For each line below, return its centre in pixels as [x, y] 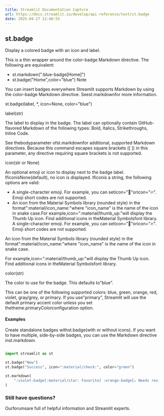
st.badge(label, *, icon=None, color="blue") [49, 104]
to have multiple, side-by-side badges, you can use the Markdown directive [81, 335]
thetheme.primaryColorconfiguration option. [50, 308]
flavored [13, 128]
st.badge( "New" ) [21, 363]
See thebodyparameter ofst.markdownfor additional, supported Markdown [80, 143]
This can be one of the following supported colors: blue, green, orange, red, [81, 293]
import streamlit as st [29, 354]
